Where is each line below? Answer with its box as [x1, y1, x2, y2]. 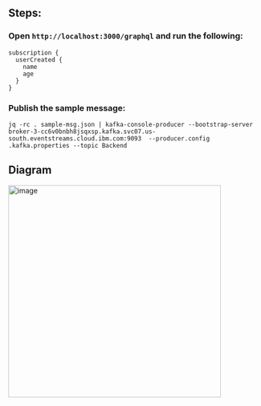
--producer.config [148, 134, 210, 143]
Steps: [8, 6, 42, 20]
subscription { [8, 48, 59, 57]
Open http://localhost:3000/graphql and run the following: [8, 30, 243, 42]
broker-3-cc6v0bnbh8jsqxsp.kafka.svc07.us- [8, 128, 157, 136]
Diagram [8, 164, 52, 177]
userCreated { [15, 55, 63, 63]
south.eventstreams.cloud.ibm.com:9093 [8, 134, 142, 143]
